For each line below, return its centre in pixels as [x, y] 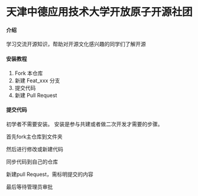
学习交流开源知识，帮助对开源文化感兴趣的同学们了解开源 [76, 44]
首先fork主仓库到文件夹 [35, 136]
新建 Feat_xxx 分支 [37, 80]
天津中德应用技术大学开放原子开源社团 [100, 12]
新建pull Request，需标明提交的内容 [50, 174]
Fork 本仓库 [29, 73]
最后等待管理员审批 [30, 187]
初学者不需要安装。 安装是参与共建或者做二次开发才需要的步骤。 [85, 124]
